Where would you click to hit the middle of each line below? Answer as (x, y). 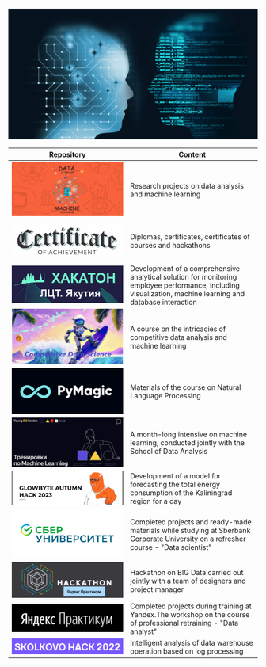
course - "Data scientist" (171, 547)
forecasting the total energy (175, 485)
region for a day (156, 501)
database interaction (164, 302)
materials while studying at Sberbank (190, 530)
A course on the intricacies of (178, 329)
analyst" (144, 631)
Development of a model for (176, 476)
